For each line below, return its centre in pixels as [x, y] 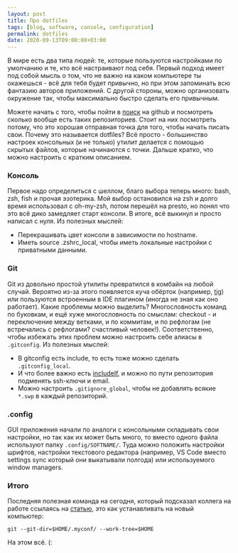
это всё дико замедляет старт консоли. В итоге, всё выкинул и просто [114, 214]
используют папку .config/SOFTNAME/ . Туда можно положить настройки [116, 445]
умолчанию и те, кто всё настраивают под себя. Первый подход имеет [116, 68]
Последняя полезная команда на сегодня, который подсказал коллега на [119, 501]
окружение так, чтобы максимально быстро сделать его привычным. [113, 98]
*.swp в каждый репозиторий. [63, 395]
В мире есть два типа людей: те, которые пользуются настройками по [115, 60]
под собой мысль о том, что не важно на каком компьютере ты [104, 76]
